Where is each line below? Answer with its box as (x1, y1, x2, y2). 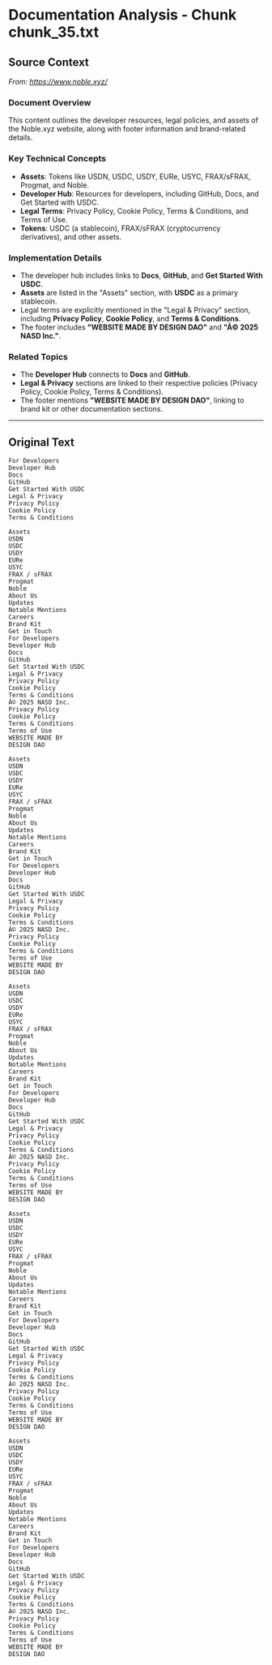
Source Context (8, 55, 89, 69)
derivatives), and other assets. (19, 231, 122, 241)
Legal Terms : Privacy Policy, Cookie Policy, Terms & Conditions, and (19, 205, 249, 216)
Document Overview (8, 97, 91, 108)
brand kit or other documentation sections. (19, 404, 164, 414)
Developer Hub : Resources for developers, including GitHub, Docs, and (19, 188, 259, 198)
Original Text (8, 435, 75, 449)
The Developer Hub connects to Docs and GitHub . (19, 369, 190, 379)
